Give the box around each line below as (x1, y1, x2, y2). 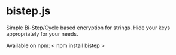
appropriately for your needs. (6, 30, 78, 37)
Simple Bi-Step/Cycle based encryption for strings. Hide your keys (6, 24, 171, 31)
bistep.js (6, 4, 51, 18)
